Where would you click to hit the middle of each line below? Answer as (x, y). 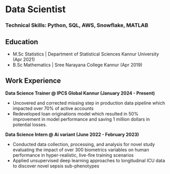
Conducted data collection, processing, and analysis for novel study (84, 144)
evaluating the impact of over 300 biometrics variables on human (81, 150)
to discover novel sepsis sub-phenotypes (56, 166)
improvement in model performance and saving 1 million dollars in (81, 119)
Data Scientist (36, 9)
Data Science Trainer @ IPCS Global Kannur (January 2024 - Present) (80, 93)
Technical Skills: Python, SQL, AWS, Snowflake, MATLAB (77, 25)
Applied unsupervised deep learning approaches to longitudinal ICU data (89, 160)
